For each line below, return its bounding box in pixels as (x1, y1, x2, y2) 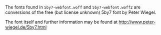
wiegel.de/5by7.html (5, 24, 47, 30)
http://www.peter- (118, 19, 156, 25)
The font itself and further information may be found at (5, 19, 118, 25)
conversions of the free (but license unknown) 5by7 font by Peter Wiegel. (5, 9, 156, 15)
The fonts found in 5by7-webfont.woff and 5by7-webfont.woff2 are (5, 4, 141, 10)
